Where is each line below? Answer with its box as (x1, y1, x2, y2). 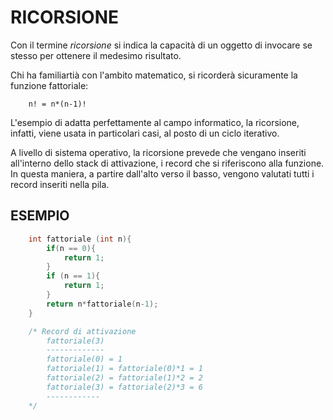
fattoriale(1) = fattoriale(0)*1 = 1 (46, 364, 203, 374)
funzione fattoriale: (10, 79, 89, 91)
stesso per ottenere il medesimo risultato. (10, 49, 182, 61)
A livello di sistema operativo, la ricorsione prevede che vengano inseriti (10, 146, 307, 158)
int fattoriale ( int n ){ (28, 234, 132, 244)
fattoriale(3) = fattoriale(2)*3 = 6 (46, 382, 203, 392)
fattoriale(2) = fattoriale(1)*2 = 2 (46, 373, 203, 383)
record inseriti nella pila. (10, 178, 110, 190)
